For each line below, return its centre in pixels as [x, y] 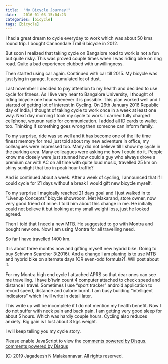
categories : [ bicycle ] [29, 19]
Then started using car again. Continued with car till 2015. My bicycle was [81, 74]
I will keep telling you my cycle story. [43, 331]
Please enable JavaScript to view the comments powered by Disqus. [76, 341]
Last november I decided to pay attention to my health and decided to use [81, 89]
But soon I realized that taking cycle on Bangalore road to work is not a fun [82, 53]
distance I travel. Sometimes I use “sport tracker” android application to [79, 285]
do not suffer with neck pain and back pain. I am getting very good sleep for [84, 311]
